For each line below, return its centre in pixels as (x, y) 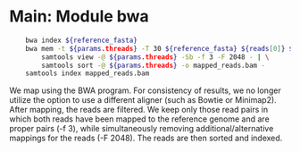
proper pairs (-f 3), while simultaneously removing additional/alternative (142, 129)
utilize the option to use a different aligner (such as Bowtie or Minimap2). (143, 100)
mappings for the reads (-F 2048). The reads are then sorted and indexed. (146, 138)
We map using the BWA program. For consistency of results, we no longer (145, 90)
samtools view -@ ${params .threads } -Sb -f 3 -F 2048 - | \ (155, 57)
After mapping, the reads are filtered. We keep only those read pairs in (139, 110)
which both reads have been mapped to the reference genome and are (139, 119)
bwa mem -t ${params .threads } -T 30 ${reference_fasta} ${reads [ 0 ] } (155, 48)
